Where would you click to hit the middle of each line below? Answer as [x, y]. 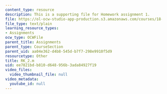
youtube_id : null [28, 84]
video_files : [19, 70]
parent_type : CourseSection [34, 47]
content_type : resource [30, 10]
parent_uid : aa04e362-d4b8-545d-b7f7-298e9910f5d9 [59, 51]
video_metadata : [22, 79]
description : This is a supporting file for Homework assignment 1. [78, 14]
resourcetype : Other [27, 56]
